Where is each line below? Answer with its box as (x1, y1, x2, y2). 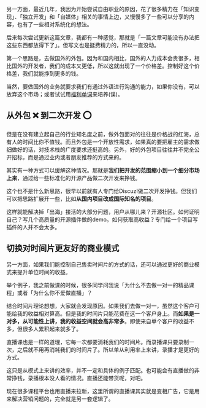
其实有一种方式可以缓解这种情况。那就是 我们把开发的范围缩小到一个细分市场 (6, 167, 200, 174)
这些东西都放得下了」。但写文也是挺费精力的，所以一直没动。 (6, 42, 159, 49)
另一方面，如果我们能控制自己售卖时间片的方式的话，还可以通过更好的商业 (6, 261, 194, 268)
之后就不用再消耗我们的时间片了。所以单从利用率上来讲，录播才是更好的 (17, 346, 200, 353)
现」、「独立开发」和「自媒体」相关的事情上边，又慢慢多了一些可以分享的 (6, 13, 189, 20)
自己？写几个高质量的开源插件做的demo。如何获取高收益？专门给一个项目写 (6, 216, 198, 223)
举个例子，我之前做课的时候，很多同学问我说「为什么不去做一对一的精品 (6, 281, 189, 289)
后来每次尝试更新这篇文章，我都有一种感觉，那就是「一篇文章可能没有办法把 (6, 34, 200, 41)
